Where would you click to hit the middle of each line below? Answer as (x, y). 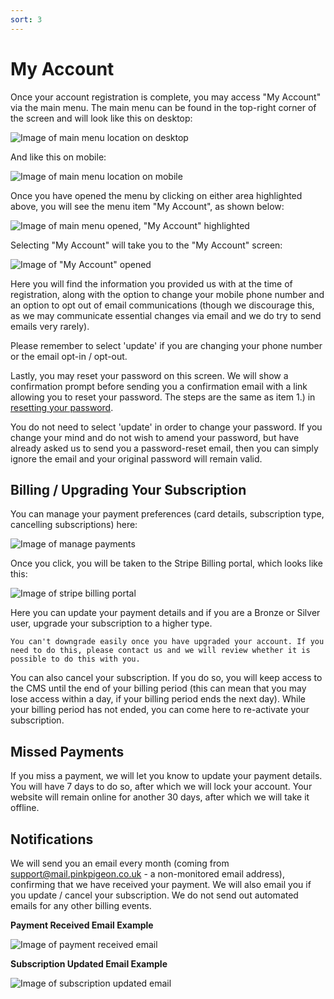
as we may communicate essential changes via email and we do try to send (166, 315)
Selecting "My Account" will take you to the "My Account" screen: (146, 245)
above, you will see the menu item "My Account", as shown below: (147, 206)
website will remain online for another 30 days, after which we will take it (160, 797)
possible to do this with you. (75, 659)
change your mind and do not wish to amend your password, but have (155, 437)
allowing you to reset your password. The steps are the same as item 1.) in (163, 397)
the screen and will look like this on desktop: (101, 118)
